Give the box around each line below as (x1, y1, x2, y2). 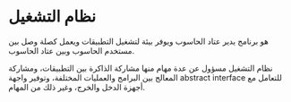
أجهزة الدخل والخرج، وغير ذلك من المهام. (8, 81, 145, 92)
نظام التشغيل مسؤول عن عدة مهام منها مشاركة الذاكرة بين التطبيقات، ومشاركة (8, 63, 273, 73)
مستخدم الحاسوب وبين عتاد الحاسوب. (8, 45, 135, 55)
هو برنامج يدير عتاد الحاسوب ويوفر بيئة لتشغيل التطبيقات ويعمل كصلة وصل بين (8, 36, 270, 47)
